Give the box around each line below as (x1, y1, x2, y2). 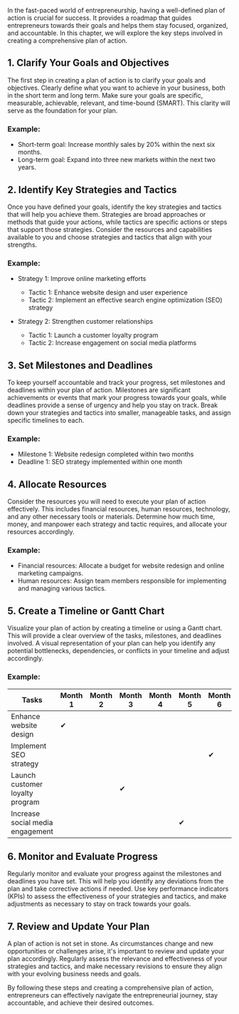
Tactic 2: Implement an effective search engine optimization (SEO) (28, 296, 223, 304)
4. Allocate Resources (7, 478, 107, 491)
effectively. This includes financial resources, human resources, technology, (7, 505, 230, 513)
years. (17, 163, 37, 172)
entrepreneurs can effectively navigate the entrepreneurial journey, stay (7, 991, 218, 1000)
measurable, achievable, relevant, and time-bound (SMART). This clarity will (7, 98, 230, 107)
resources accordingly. (7, 528, 75, 536)
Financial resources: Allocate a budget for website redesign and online (17, 561, 225, 570)
